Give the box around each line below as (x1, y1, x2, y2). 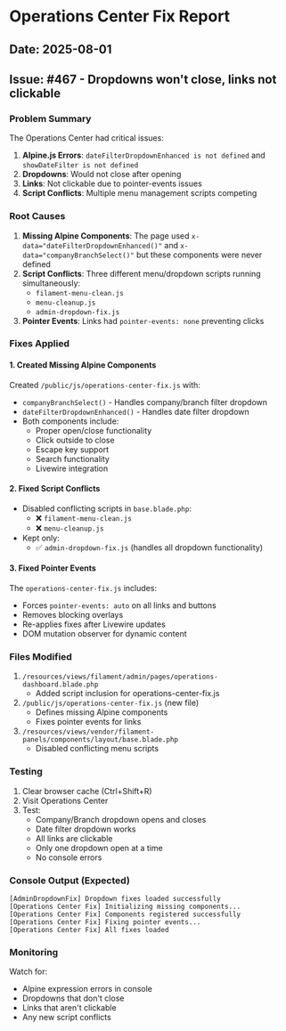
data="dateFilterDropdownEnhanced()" (21, 241, 163, 250)
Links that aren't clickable (21, 1003, 118, 1013)
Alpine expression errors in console (21, 984, 153, 994)
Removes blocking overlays (21, 610, 124, 621)
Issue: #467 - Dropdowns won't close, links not (9, 71, 277, 86)
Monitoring (9, 946, 59, 958)
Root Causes (9, 210, 66, 223)
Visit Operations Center (21, 795, 109, 806)
